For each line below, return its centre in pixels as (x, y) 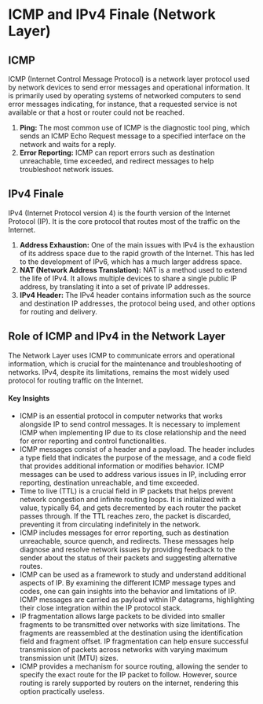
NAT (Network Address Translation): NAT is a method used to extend (133, 269)
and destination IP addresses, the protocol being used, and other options (137, 303)
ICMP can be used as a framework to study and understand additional (133, 574)
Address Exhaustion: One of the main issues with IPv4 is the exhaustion (137, 244)
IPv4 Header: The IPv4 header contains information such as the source (135, 295)
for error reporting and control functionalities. (93, 441)
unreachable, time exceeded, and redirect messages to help (117, 161)
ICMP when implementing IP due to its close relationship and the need (133, 432)
